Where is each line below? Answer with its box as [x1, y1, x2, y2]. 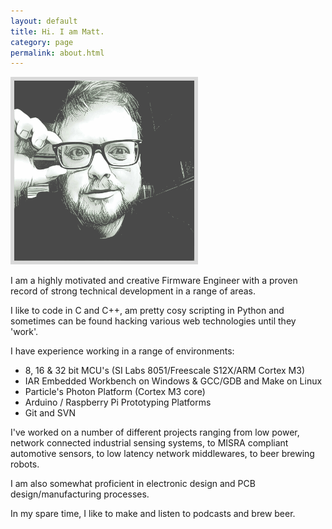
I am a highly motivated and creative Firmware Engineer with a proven [10, 275, 298, 287]
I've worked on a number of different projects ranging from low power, [10, 426, 300, 439]
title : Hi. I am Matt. [10, 26, 105, 37]
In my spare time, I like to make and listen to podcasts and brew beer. [10, 508, 296, 520]
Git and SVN [24, 407, 76, 419]
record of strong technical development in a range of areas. [10, 285, 256, 297]
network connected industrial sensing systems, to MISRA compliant [10, 437, 289, 449]
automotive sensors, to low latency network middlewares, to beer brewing [10, 448, 315, 460]
